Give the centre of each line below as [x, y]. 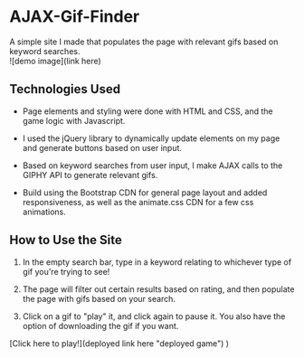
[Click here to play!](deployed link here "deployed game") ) [119, 343]
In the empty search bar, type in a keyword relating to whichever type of [157, 262]
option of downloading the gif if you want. [100, 325]
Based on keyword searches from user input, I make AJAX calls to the [152, 165]
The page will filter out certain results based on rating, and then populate [158, 289]
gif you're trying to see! [66, 271]
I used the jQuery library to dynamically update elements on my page [151, 138]
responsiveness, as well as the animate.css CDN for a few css [138, 202]
